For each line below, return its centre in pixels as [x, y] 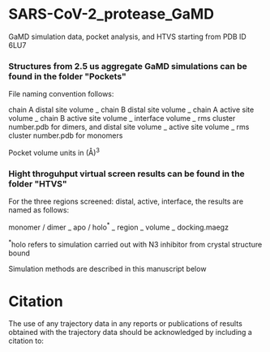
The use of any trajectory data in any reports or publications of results [126, 324]
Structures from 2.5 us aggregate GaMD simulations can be [128, 66]
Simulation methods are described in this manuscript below [107, 268]
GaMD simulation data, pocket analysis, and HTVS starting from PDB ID [128, 36]
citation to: [26, 341]
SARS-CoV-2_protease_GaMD [111, 14]
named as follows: [39, 210]
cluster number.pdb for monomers [66, 135]
